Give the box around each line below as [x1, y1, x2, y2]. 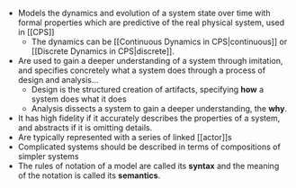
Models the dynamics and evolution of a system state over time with [17, 8, 271, 18]
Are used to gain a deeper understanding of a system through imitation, [17, 56, 283, 66]
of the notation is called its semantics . [17, 170, 161, 181]
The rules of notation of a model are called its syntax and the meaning [17, 161, 280, 171]
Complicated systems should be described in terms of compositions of [17, 141, 281, 152]
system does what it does [31, 94, 128, 104]
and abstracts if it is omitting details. [17, 122, 153, 133]
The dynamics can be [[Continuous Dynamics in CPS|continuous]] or [31, 36, 288, 47]
